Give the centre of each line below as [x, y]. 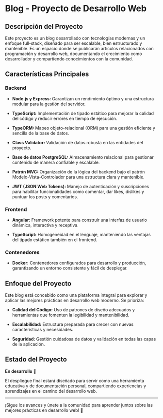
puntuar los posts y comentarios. [45, 197]
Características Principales [47, 74]
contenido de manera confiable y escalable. [56, 162]
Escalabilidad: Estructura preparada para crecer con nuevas [73, 324]
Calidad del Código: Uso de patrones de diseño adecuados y [73, 310]
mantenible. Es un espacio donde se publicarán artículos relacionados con [79, 48]
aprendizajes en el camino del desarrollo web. [51, 391]
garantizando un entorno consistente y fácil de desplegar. [70, 268]
